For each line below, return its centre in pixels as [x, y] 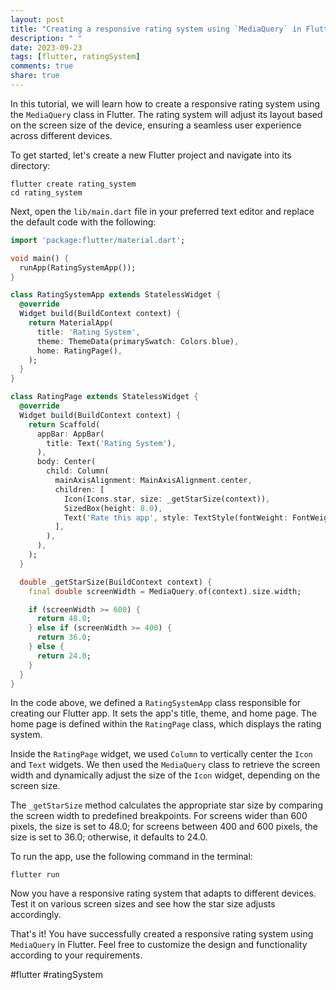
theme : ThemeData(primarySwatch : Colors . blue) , [138, 341]
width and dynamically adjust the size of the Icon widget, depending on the [165, 775]
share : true [35, 76]
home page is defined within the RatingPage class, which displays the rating [166, 724]
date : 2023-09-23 [46, 47]
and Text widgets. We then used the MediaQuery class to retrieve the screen [165, 765]
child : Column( [78, 471]
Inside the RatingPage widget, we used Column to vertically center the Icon [161, 754]
